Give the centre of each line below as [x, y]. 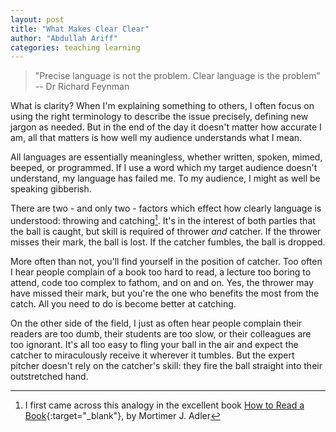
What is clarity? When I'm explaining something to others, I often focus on [162, 106]
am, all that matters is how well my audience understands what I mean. [156, 138]
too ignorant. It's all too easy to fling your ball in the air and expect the [154, 344]
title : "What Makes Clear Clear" [80, 29]
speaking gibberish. [51, 189]
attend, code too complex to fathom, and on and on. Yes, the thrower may [162, 282]
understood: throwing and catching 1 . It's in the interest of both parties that [163, 219]
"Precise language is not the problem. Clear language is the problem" [178, 76]
